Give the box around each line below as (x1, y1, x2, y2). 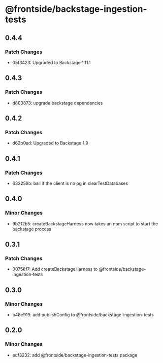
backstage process (12, 226, 52, 232)
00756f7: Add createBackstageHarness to (12, 266, 98, 272)
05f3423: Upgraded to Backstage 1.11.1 (12, 59, 91, 65)
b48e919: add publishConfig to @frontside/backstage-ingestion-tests (12, 312, 154, 318)
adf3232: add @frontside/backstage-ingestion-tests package (12, 352, 137, 358)
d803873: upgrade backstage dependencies (12, 100, 103, 106)
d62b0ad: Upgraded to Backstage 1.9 (12, 140, 89, 146)
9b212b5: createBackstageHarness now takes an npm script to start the (12, 220, 158, 226)
